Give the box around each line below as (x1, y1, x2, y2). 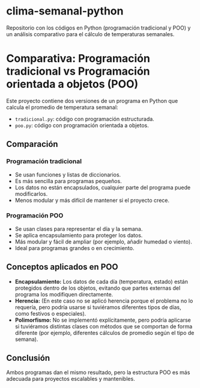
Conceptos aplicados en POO (6, 262, 118, 272)
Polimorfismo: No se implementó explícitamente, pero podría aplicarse (14, 316, 191, 324)
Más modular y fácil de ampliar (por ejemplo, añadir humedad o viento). (14, 238, 192, 245)
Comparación (6, 139, 58, 149)
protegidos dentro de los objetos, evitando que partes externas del (14, 284, 181, 292)
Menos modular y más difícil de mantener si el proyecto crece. (14, 196, 170, 204)
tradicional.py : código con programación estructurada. (14, 115, 154, 122)
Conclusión (6, 353, 50, 363)
